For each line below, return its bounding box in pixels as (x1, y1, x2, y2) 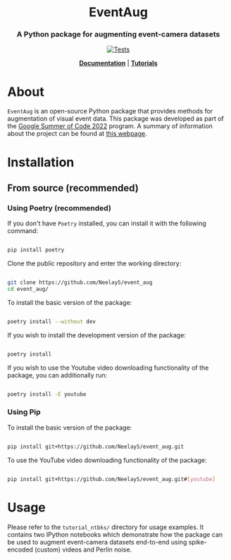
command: (7, 227, 39, 235)
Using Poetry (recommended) (7, 203, 111, 213)
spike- (188, 537, 207, 546)
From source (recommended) (7, 182, 139, 194)
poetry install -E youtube (7, 390, 87, 398)
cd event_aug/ (7, 286, 49, 293)
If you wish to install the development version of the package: (7, 330, 187, 339)
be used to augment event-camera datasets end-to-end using (7, 537, 187, 546)
